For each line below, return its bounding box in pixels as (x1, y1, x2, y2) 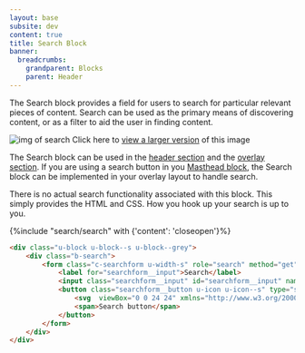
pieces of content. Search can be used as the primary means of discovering (9, 106, 294, 118)
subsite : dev (9, 22, 59, 31)
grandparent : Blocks (25, 64, 103, 74)
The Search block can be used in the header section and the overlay (9, 152, 265, 162)
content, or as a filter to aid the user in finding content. (9, 116, 213, 127)
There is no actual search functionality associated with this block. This (9, 188, 273, 200)
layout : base (9, 13, 59, 23)
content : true (9, 30, 64, 39)
